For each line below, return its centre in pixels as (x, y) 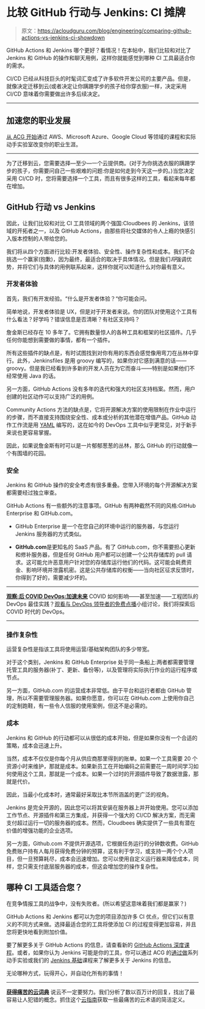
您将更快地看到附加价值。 (38, 932)
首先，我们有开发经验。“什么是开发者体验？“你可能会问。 (78, 298)
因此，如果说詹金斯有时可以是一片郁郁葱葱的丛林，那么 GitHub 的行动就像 (99, 445)
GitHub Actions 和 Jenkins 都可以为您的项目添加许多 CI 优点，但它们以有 (98, 917)
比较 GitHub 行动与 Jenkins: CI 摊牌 (96, 13)
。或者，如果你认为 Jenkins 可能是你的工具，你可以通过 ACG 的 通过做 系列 (105, 952)
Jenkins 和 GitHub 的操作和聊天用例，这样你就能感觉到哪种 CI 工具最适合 (98, 58)
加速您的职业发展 (38, 121)
